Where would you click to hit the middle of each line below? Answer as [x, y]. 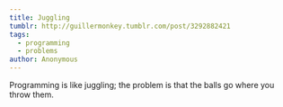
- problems [38, 51]
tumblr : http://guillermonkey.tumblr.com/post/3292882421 [120, 26]
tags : [19, 34]
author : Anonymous [44, 59]
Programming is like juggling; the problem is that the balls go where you [142, 85]
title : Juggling [40, 18]
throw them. [31, 94]
